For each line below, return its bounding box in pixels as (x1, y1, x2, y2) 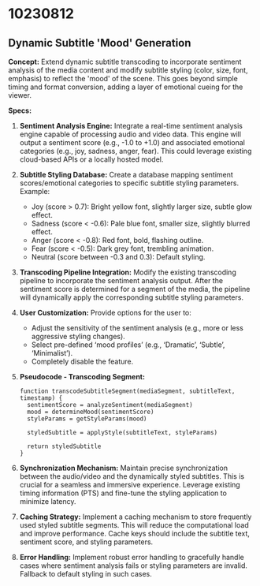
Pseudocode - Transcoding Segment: (19, 372, 146, 381)
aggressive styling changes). (31, 332, 126, 341)
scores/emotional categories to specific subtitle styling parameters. (19, 178, 239, 188)
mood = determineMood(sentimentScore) (27, 408, 154, 416)
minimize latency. (19, 497, 76, 506)
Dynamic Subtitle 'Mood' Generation (8, 36, 191, 50)
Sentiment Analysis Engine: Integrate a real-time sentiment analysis (19, 121, 243, 130)
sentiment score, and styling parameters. (19, 537, 154, 547)
